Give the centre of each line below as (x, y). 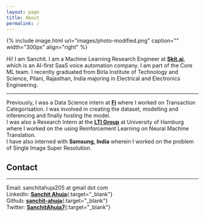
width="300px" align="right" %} (47, 47)
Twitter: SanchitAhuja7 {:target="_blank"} (59, 207)
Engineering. (22, 85)
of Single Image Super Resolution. (49, 148)
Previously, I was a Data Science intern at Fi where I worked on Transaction (101, 103)
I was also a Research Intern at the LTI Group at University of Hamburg (95, 122)
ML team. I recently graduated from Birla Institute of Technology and (92, 72)
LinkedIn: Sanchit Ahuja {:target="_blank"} (59, 194)
